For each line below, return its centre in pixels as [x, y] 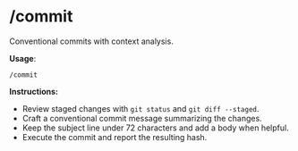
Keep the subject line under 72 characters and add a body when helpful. [155, 128]
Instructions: [34, 91]
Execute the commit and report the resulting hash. [115, 137]
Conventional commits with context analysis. [92, 41]
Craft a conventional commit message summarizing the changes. [142, 118]
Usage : [23, 58]
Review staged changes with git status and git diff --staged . [140, 108]
